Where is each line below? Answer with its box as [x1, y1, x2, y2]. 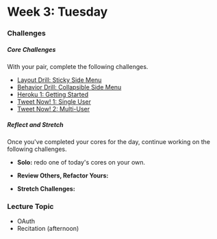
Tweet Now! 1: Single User [16, 98, 91, 106]
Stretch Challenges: [16, 185, 75, 193]
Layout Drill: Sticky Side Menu [16, 76, 102, 84]
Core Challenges [7, 45, 56, 53]
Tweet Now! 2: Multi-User [16, 105, 90, 113]
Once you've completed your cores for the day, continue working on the [7, 138, 211, 146]
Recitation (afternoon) [16, 225, 79, 233]
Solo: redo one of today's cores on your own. [16, 158, 146, 167]
